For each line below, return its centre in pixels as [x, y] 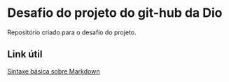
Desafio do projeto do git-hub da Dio [115, 13]
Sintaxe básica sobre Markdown [54, 71]
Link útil [25, 54]
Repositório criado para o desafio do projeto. [72, 32]
